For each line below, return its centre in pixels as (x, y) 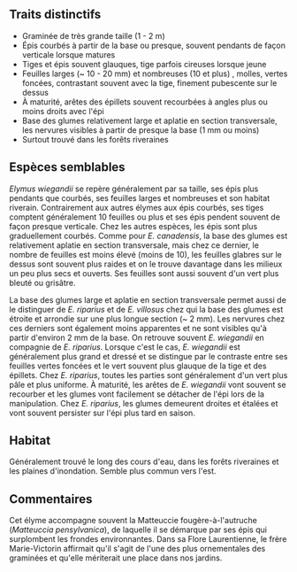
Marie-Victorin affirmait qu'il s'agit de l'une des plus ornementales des (137, 549)
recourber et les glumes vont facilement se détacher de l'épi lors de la (137, 394)
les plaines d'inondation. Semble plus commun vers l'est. (113, 471)
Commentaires (51, 499)
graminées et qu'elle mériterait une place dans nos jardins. (116, 558)
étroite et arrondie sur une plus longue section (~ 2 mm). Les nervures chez (147, 319)
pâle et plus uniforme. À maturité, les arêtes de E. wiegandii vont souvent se (148, 384)
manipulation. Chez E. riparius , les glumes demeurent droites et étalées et (144, 403)
